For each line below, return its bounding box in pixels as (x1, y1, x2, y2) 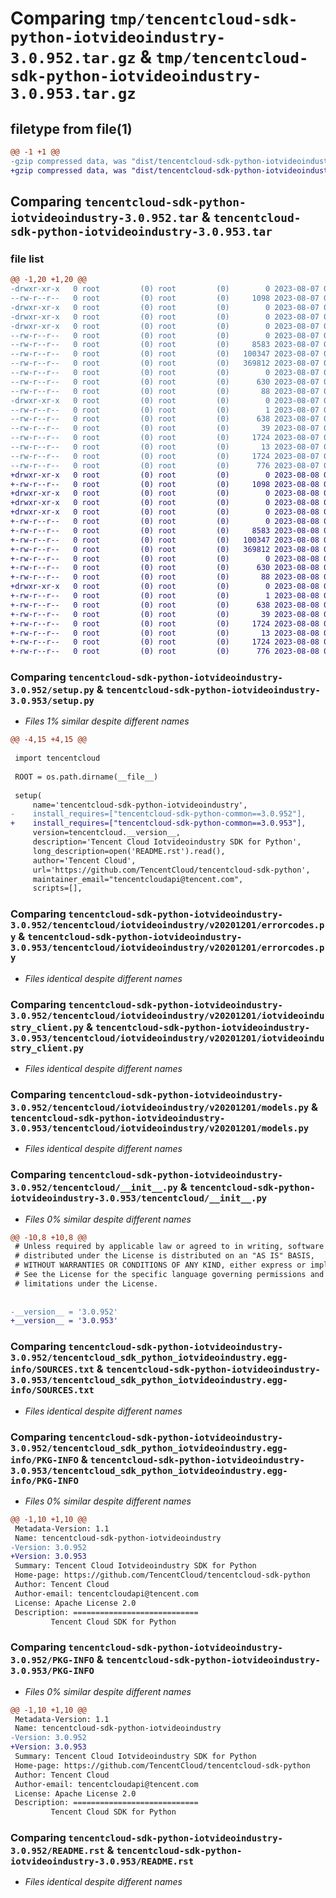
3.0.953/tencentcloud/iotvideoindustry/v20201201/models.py (10, 1122, 310, 1134)
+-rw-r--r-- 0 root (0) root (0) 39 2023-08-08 (10, 609, 320, 619)
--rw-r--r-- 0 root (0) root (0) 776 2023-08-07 (10, 460, 320, 471)
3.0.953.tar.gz (10, 85, 137, 104)
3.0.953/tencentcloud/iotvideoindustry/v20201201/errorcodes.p (10, 942, 325, 954)
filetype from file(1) (10, 120, 133, 137)
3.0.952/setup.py (10, 685, 95, 696)
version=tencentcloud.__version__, (32, 828, 182, 838)
